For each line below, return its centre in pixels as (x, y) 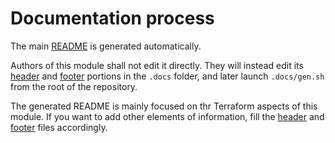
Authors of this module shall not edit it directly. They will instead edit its (157, 65)
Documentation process (112, 18)
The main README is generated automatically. (106, 46)
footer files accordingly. (59, 127)
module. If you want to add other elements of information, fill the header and (167, 116)
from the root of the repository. (74, 86)
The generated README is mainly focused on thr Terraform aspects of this (164, 106)
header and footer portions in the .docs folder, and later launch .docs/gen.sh (167, 76)
